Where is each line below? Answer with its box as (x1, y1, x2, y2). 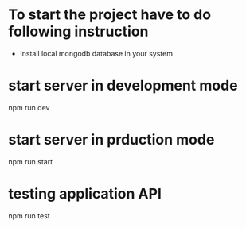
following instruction (8, 22, 149, 41)
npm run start (8, 157, 53, 166)
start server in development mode (8, 77, 238, 95)
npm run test (8, 211, 50, 220)
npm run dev (8, 102, 50, 112)
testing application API (8, 185, 162, 203)
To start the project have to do (8, 6, 212, 24)
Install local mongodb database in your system (19, 48, 174, 58)
